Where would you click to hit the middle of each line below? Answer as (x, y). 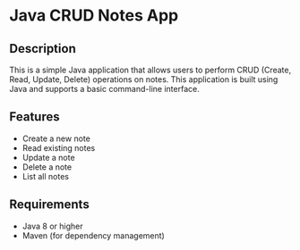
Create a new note (56, 138)
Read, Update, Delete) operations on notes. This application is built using (144, 79)
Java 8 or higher (52, 226)
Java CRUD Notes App (94, 16)
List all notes (46, 176)
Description (43, 49)
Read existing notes (59, 147)
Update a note (48, 157)
